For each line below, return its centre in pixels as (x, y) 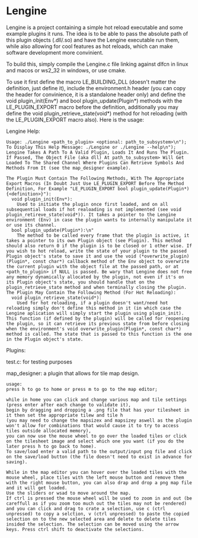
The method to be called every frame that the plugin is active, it (103, 235)
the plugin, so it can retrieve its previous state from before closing (98, 324)
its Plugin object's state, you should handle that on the (81, 282)
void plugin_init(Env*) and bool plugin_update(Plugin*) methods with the (94, 101)
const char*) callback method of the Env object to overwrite (111, 261)
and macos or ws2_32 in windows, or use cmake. (66, 70)
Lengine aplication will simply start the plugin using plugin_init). (95, 313)
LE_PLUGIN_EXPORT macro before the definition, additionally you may (92, 107)
